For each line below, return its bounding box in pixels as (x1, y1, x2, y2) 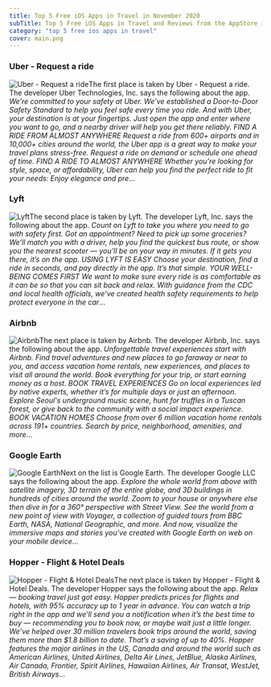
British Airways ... (9, 669, 66, 679)
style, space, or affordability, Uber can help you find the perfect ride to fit (9, 164, 253, 174)
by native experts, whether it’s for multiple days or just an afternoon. (9, 387, 236, 397)
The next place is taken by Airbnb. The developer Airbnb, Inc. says (39, 336, 261, 346)
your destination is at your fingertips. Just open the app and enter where (9, 114, 251, 123)
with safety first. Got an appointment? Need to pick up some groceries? (9, 229, 247, 238)
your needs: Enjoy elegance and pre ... (9, 173, 135, 183)
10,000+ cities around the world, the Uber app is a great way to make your (9, 139, 257, 149)
